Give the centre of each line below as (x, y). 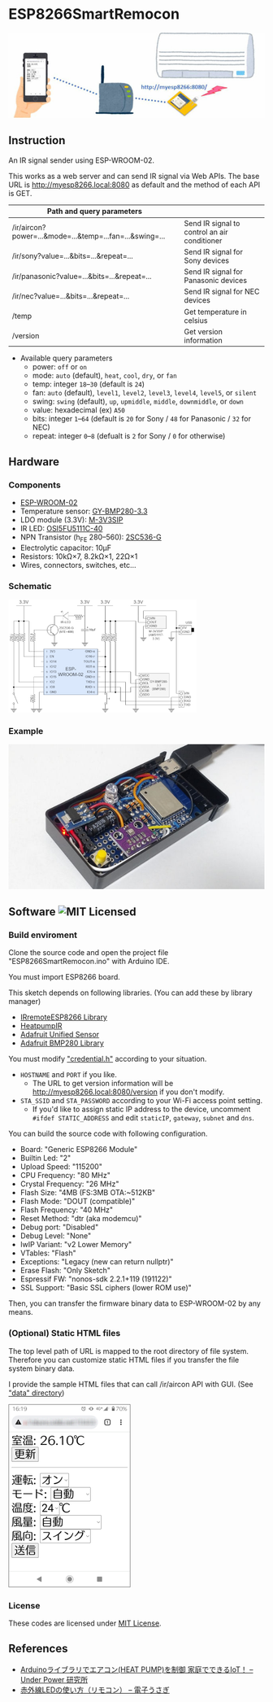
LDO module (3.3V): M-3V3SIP (71, 519)
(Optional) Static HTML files (65, 1333)
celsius (196, 320)
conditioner (203, 240)
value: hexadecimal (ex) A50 (79, 410)
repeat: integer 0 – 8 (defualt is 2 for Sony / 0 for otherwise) (129, 436)
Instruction (37, 140)
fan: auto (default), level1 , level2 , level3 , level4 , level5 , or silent (145, 393)
